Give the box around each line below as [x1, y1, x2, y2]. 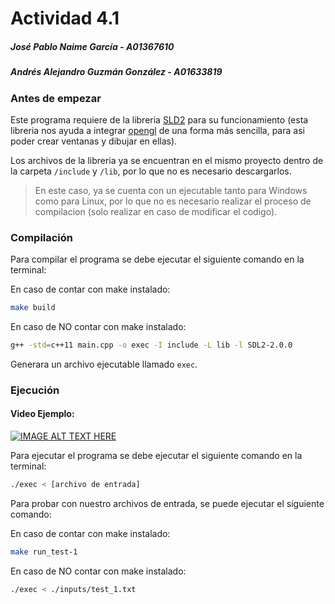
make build [10, 303, 56, 313]
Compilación [10, 230, 74, 244]
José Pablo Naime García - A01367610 [10, 40, 175, 52]
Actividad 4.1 [10, 7, 120, 30]
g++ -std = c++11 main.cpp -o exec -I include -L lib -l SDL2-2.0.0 [10, 340, 293, 351]
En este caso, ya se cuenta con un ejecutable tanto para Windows [34, 184, 308, 196]
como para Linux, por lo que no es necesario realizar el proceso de [34, 195, 312, 207]
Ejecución [10, 383, 60, 397]
